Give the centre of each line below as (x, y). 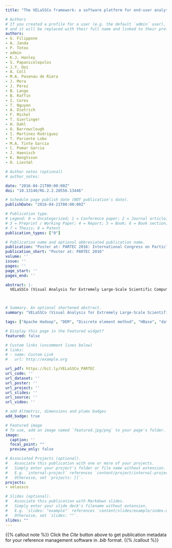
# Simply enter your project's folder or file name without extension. (86, 468)
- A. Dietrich (20, 110)
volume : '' (17, 257)
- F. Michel (18, 115)
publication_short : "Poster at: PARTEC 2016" (55, 252)
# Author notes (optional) (34, 172)
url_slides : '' (21, 393)
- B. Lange (17, 91)
